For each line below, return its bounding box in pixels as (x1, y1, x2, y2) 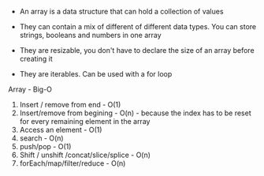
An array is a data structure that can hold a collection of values (19, 7, 224, 16)
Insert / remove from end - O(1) (19, 100, 121, 109)
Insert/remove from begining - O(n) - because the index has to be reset (19, 108, 252, 118)
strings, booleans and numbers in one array (19, 31, 162, 39)
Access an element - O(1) (19, 125, 102, 134)
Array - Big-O (8, 84, 53, 94)
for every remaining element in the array (19, 117, 151, 125)
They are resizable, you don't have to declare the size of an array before (19, 46, 255, 54)
